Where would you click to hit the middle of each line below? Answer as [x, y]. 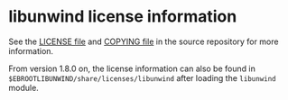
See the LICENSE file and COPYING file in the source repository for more [144, 41]
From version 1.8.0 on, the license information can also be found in [132, 68]
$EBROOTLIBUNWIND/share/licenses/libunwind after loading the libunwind [142, 77]
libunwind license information [123, 17]
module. [24, 87]
